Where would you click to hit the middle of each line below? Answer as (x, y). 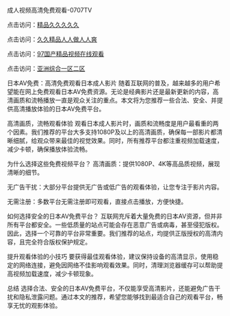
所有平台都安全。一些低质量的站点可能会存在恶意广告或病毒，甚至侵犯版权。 (115, 225)
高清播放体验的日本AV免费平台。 (59, 109)
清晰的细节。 (25, 172)
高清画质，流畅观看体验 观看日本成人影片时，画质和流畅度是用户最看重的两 (113, 123)
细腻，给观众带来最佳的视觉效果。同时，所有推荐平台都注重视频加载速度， (118, 140)
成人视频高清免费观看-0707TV (50, 10)
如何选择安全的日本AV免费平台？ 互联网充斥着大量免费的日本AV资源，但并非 (115, 216)
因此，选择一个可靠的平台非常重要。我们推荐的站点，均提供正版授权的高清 (112, 233)
